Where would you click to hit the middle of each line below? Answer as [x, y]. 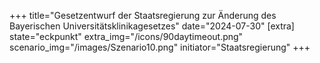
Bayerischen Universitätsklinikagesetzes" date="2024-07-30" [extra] [152, 26]
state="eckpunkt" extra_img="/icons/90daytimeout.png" [126, 36]
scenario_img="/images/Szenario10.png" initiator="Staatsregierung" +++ [160, 47]
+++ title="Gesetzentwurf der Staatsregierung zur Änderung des [143, 15]
